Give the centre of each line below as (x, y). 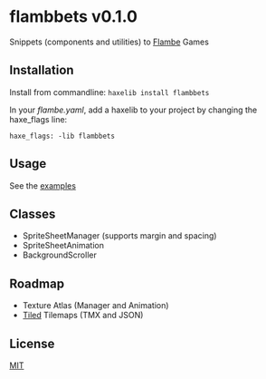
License (32, 343)
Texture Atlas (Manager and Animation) (95, 306)
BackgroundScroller (59, 255)
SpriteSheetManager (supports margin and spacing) (119, 236)
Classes (33, 214)
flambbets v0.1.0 (74, 17)
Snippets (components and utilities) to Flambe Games (109, 42)
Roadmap (37, 283)
